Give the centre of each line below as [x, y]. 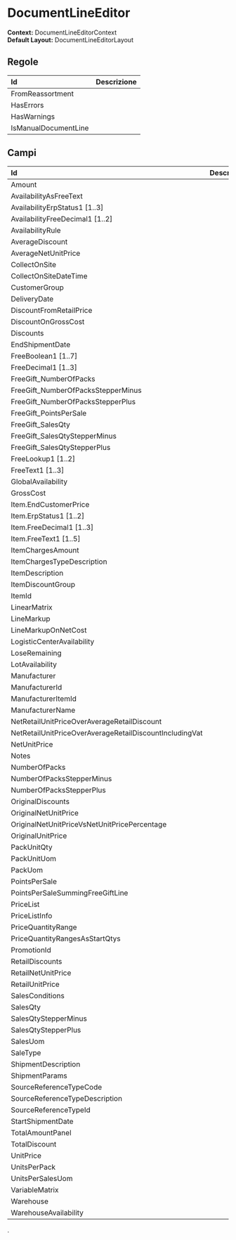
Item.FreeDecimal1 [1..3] [52, 527]
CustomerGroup [38, 288]
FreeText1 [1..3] [38, 470]
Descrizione [116, 82]
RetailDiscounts [37, 961]
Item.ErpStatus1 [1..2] [48, 516]
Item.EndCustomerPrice [50, 504]
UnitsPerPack [33, 1167]
